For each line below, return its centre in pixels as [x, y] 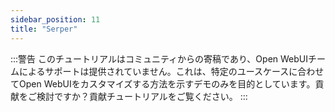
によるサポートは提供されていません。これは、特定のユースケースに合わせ [171, 71]
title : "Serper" [44, 29]
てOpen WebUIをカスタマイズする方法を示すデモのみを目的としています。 [163, 83]
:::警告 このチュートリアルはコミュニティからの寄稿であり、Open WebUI [159, 58]
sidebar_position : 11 [55, 19]
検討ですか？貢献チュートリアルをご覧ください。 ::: [142, 96]
